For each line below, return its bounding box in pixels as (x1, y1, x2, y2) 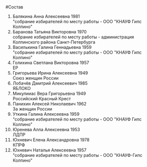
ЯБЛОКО (12, 86, 31, 91)
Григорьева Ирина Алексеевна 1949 (12, 70, 88, 76)
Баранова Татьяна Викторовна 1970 (12, 29, 87, 34)
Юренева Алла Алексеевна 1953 (12, 127, 81, 132)
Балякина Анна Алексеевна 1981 (12, 14, 80, 19)
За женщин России (12, 106, 52, 112)
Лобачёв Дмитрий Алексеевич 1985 (12, 80, 88, 86)
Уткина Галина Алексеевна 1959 (12, 111, 80, 117)
